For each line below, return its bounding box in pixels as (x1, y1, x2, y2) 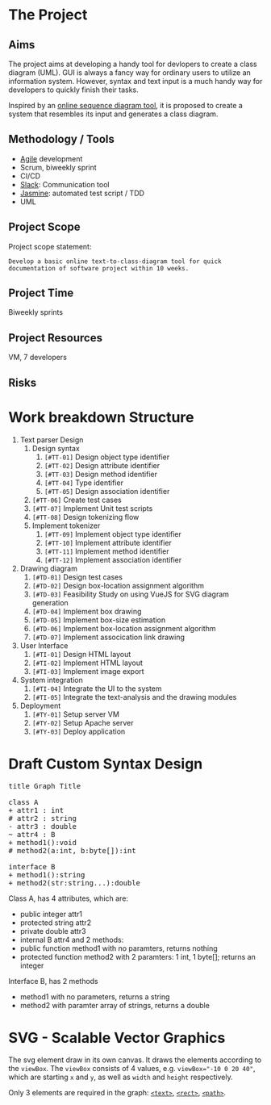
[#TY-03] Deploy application (31, 726, 126, 736)
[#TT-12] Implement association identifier (44, 555, 182, 564)
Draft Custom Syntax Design (8, 755, 203, 772)
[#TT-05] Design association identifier (44, 486, 170, 496)
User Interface (19, 640, 69, 651)
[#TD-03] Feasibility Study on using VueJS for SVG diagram (31, 589, 230, 599)
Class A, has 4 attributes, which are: (8, 894, 129, 903)
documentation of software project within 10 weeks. (8, 264, 190, 272)
